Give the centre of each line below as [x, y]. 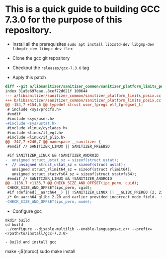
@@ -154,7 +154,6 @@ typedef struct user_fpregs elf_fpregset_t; [74, 105]
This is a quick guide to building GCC [83, 9]
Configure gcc [27, 211]
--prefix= [142, 229]
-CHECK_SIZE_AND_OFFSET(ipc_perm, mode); [49, 202]
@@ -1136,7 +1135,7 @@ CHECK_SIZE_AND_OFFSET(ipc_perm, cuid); [72, 183]
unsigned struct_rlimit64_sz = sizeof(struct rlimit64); [72, 169]
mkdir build [17, 220]
